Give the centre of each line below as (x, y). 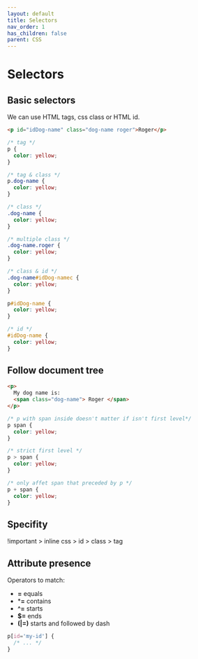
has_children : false (37, 33)
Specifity (28, 524)
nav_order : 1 (26, 27)
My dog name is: (37, 393)
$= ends (29, 616)
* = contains (34, 601)
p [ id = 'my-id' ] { (31, 637)
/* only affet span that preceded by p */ (70, 483)
